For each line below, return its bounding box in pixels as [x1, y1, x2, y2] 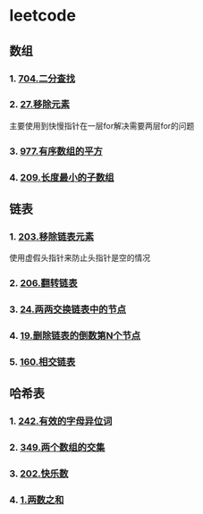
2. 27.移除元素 [9, 98, 70, 111]
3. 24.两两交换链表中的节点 [9, 303, 127, 316]
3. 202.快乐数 [9, 468, 69, 480]
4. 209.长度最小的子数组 [9, 171, 114, 183]
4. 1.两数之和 [9, 493, 64, 506]
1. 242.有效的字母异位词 [9, 415, 113, 427]
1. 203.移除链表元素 [9, 230, 95, 242]
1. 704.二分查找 [9, 72, 76, 85]
